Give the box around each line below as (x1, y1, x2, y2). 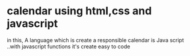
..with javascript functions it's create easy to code (7, 43, 130, 50)
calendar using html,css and (7, 4, 152, 18)
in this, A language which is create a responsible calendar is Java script (7, 36, 184, 43)
